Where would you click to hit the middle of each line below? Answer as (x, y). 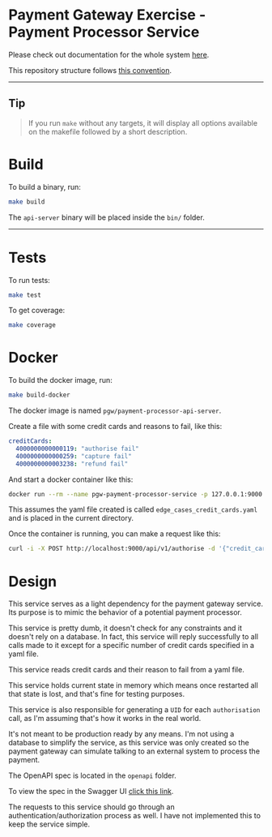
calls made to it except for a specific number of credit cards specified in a (132, 646)
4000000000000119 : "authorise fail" (77, 449)
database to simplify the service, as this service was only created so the (129, 743)
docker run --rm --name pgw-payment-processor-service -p (108, 494)
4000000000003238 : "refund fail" (72, 464)
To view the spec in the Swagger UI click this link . (91, 792)
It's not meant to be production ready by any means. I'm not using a (121, 734)
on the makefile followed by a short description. (108, 131)
